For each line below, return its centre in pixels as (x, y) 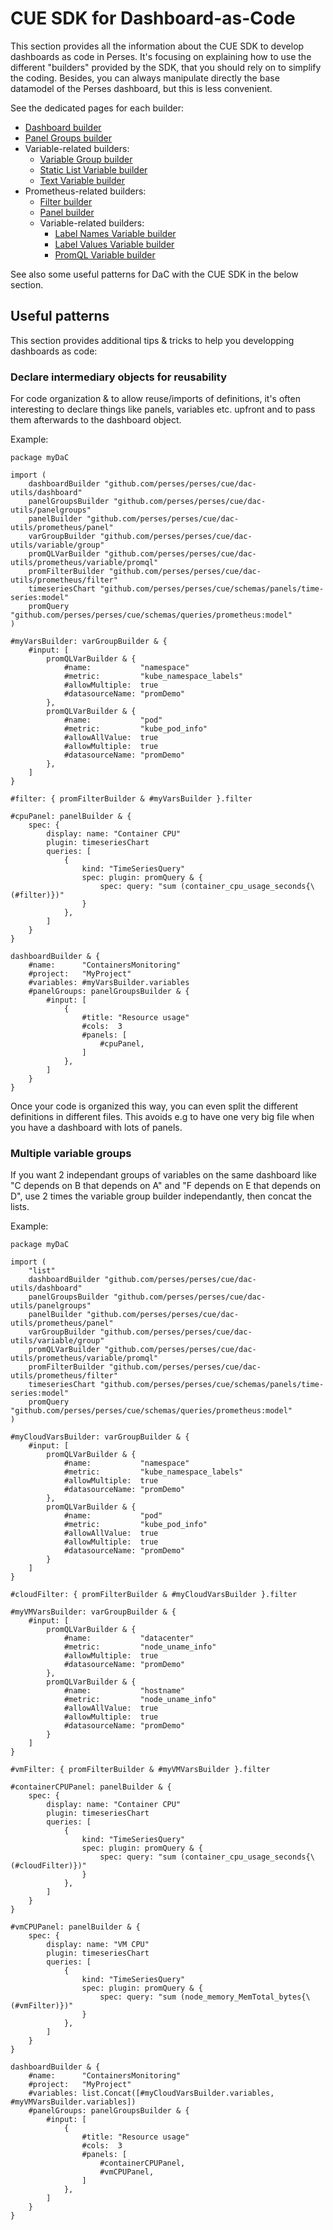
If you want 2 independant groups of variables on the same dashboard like (163, 1175)
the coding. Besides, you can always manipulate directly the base (145, 78)
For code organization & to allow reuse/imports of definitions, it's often (155, 399)
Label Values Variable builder (114, 244)
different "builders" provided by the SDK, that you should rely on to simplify (166, 67)
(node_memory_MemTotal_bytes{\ (245, 1997)
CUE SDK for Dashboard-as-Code (153, 18)
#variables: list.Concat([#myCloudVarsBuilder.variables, (151, 2093)
